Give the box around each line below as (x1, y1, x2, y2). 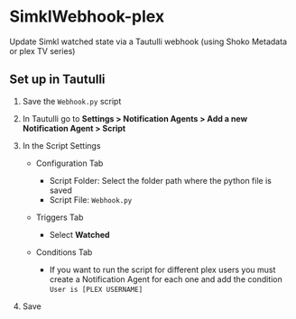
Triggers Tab (35, 212, 84, 223)
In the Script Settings (22, 140, 101, 150)
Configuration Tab (35, 158, 104, 169)
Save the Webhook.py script (22, 96, 122, 106)
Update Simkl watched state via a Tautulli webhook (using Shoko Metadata (9, 36, 287, 47)
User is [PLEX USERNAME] (49, 285, 143, 294)
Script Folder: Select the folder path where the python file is (49, 175, 273, 186)
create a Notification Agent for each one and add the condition (49, 273, 282, 285)
